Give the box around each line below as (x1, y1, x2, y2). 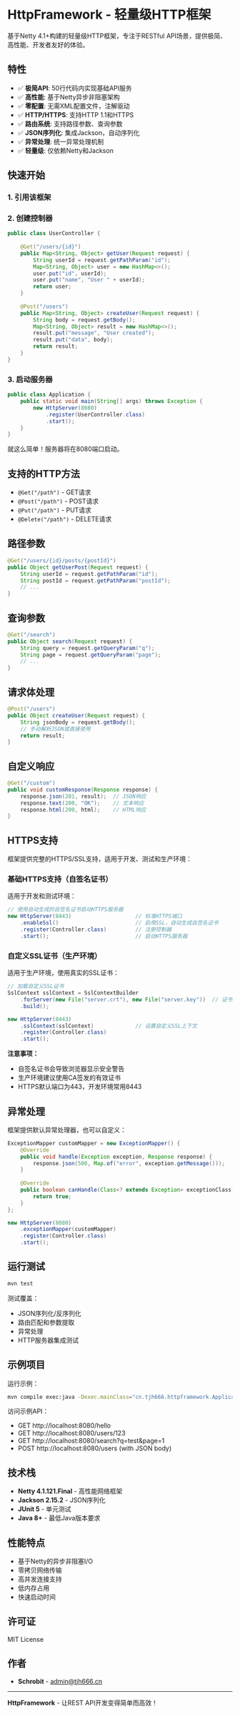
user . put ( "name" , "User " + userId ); (33, 276, 145, 284)
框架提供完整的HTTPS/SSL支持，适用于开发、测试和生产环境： (7, 854, 193, 863)
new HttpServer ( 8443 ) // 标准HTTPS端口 (7, 912, 183, 920)
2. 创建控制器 (7, 213, 53, 223)
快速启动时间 (17, 1593, 56, 1601)
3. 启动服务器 (7, 374, 53, 384)
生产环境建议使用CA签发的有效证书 (17, 1073, 121, 1082)
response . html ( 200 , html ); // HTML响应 (20, 806, 146, 813)
